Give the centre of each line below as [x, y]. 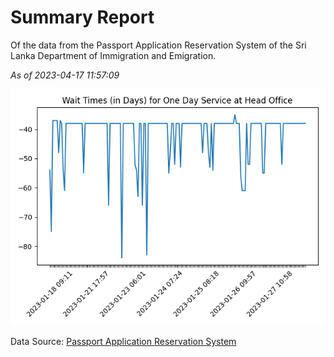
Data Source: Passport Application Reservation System [123, 341]
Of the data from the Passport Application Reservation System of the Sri [158, 45]
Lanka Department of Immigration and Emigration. [113, 55]
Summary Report [82, 17]
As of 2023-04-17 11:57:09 [65, 75]
